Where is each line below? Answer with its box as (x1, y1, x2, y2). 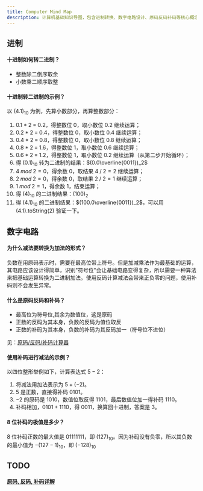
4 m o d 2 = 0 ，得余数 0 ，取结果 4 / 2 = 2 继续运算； (15, 167, 145, 174)
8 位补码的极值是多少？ (7, 419, 65, 426)
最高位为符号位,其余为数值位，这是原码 (15, 311, 113, 318)
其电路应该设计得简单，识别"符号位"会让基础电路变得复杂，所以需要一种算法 (7, 267, 197, 274)
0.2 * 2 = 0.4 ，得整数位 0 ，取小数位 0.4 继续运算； (15, 129, 143, 136)
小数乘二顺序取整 (15, 78, 58, 85)
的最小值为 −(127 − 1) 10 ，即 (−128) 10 (7, 442, 96, 450)
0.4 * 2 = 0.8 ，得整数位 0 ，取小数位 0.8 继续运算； (15, 137, 142, 144)
